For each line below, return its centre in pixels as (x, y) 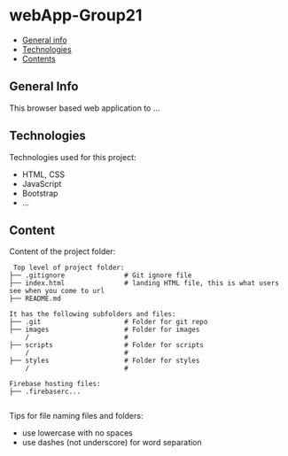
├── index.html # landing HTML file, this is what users (144, 283)
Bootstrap (40, 193)
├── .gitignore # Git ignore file (101, 275)
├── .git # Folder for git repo (109, 322)
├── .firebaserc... (45, 392)
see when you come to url (57, 291)
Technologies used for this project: (73, 157)
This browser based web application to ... (85, 108)
